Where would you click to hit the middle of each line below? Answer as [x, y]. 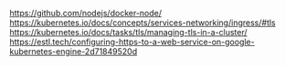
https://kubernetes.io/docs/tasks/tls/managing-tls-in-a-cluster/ [129, 32]
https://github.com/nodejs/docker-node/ [86, 13]
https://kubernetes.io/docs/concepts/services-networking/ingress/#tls [142, 23]
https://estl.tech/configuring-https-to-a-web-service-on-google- [132, 42]
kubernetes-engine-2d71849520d [74, 52]
